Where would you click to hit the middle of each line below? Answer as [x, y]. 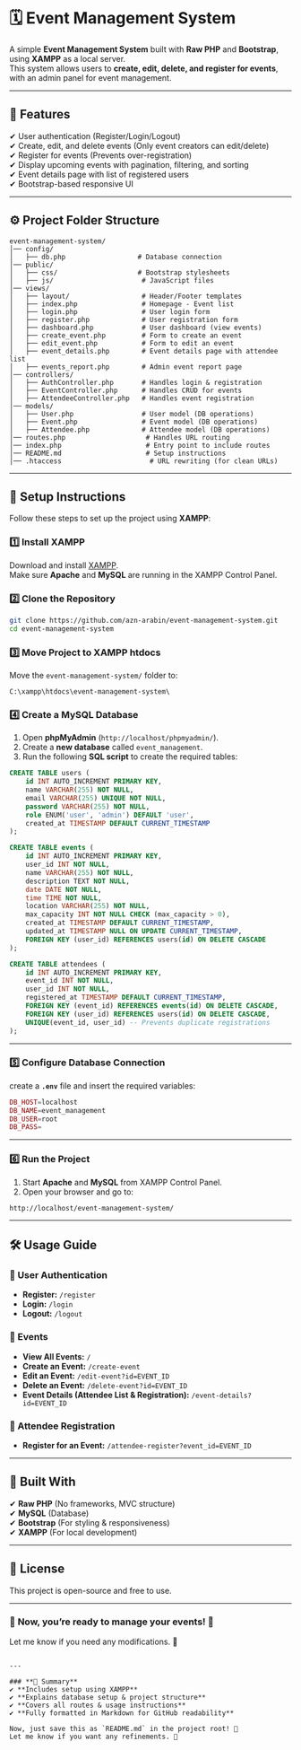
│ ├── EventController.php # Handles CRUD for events [126, 390]
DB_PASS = [26, 1127]
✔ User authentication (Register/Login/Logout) [95, 136]
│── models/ [31, 406]
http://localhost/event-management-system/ [92, 1208]
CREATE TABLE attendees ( [57, 964]
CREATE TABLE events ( [52, 848]
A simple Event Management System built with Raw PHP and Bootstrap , [144, 49]
